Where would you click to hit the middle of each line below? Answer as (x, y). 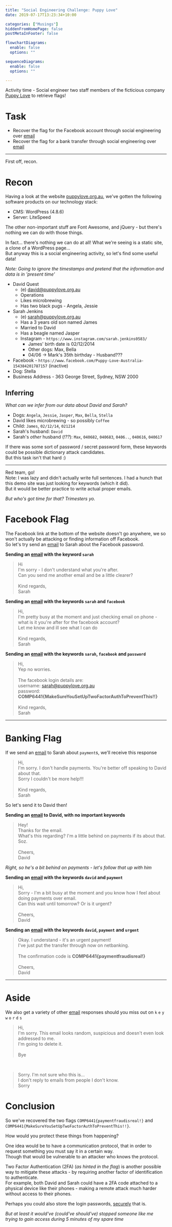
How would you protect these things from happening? (62, 1136)
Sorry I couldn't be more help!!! (51, 779)
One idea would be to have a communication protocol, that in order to (79, 1146)
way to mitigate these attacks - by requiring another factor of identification (84, 1172)
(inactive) (58, 366)
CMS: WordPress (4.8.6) (38, 212)
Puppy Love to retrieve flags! (36, 96)
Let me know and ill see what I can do (58, 628)
